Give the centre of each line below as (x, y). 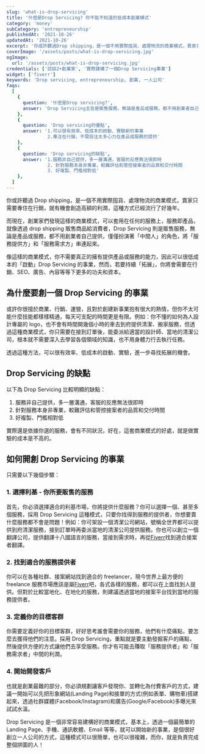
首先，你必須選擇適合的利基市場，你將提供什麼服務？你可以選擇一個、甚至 (100, 506)
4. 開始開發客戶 (29, 672)
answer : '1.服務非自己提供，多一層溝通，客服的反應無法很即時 (92, 159)
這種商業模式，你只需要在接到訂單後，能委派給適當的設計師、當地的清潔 (102, 332)
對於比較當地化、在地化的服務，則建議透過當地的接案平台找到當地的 (108, 592)
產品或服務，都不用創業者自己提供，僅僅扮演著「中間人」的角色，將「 (105, 236)
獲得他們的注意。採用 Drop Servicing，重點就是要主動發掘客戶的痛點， (106, 639)
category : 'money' (30, 23)
